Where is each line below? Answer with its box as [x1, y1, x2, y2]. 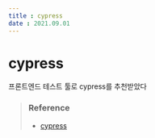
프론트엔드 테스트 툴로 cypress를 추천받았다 [8, 82, 147, 91]
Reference [27, 102, 70, 114]
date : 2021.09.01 [8, 19, 70, 27]
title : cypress [8, 11, 63, 20]
